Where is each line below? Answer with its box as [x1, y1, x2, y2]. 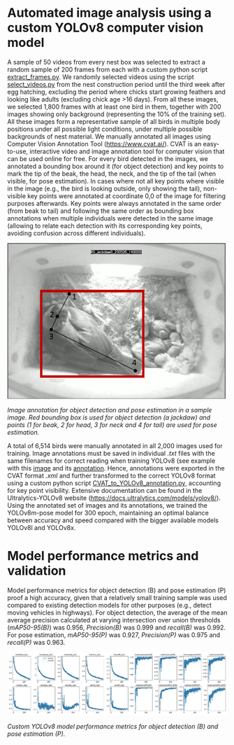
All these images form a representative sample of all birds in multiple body [7, 117, 221, 125]
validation [7, 563, 66, 579]
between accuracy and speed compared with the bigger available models [7, 516, 219, 524]
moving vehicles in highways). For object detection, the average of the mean [7, 608, 228, 617]
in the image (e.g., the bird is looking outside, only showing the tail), [7, 184, 203, 193]
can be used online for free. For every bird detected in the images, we [7, 154, 208, 162]
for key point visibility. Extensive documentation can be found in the [7, 486, 203, 494]
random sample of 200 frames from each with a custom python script [7, 65, 208, 74]
